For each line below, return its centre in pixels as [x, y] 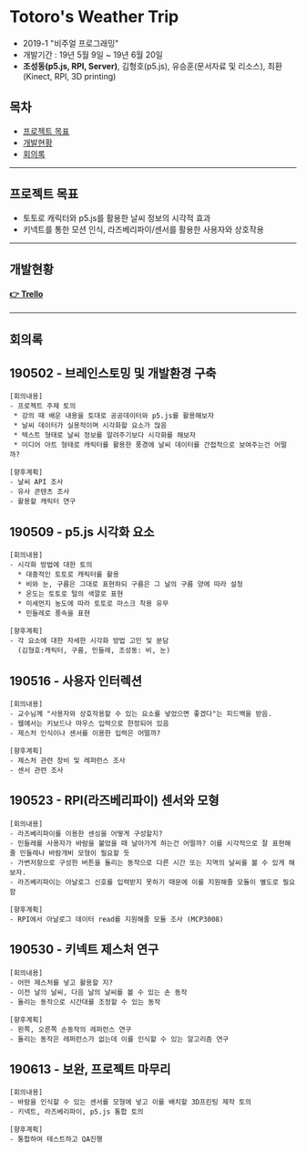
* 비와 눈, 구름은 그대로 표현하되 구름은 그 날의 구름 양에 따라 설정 [130, 585]
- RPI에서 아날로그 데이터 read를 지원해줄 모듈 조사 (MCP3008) [117, 919]
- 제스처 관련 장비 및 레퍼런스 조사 [67, 760]
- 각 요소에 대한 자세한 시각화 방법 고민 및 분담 [89, 641]
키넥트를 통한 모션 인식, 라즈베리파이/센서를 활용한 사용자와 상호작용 [143, 229]
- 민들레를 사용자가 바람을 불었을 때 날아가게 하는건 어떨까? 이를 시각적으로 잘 [139, 843]
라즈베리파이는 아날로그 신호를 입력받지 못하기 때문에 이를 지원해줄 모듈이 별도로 [148, 882]
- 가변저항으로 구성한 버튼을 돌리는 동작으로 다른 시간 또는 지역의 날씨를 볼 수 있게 [147, 862]
